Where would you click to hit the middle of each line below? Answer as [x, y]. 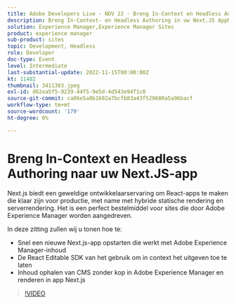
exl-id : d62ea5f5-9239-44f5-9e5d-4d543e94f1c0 [77, 92]
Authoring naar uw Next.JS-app [103, 173]
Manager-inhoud [42, 250]
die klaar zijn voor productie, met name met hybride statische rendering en [115, 200]
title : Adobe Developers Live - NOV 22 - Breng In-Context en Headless [114, 14]
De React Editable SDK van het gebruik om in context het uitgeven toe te [122, 257]
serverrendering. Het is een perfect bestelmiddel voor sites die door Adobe [116, 208]
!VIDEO [35, 293]
